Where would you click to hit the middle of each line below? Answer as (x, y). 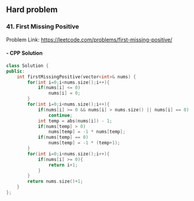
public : (16, 71)
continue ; (60, 115)
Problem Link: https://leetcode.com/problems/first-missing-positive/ (89, 39)
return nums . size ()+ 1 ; (55, 181)
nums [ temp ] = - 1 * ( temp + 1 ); (84, 143)
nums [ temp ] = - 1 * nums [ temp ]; (87, 132)
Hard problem (32, 10)
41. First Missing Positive (43, 27)
